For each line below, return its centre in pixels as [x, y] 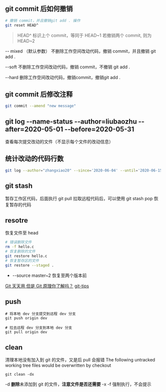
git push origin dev [26, 318]
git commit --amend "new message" [41, 106]
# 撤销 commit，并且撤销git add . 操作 [43, 21]
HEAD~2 [26, 41]
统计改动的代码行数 [34, 159]
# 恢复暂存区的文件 [22, 261]
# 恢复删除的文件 [20, 252]
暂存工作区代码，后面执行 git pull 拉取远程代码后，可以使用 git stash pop [79, 198]
